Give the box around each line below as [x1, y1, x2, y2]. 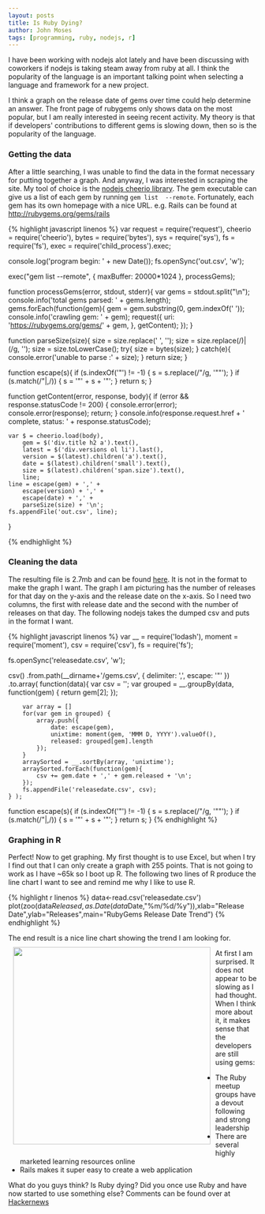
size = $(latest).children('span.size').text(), [22, 466, 185, 474]
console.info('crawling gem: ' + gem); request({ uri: [8, 312, 175, 321]
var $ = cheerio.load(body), [8, 432, 104, 440]
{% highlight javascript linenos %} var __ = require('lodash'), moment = [8, 631, 239, 641]
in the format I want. [8, 616, 73, 626]
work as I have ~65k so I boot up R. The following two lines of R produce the [8, 869, 256, 879]
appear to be [215, 974, 257, 984]
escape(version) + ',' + [22, 487, 104, 495]
